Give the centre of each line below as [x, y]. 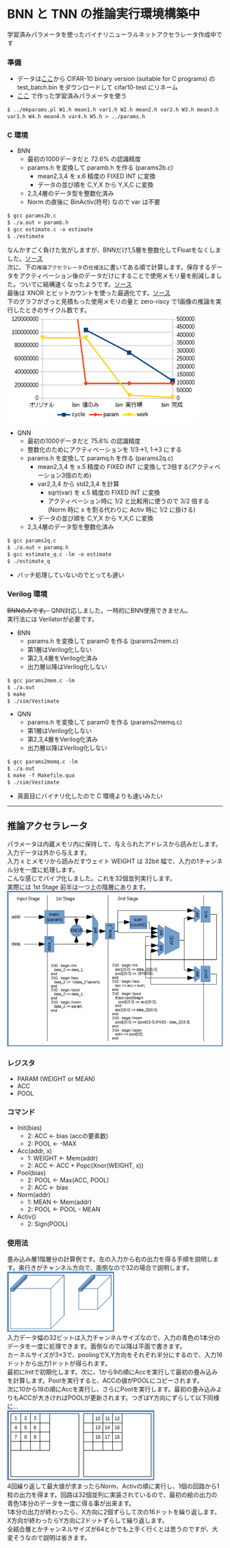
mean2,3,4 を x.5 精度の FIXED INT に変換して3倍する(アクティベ [129, 466]
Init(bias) [29, 1128]
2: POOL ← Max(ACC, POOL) [68, 1180]
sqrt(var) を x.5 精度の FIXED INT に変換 [104, 492]
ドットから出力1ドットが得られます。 [59, 1363]
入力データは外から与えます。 [49, 852]
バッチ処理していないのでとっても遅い [71, 575]
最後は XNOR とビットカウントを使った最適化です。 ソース [89, 293]
